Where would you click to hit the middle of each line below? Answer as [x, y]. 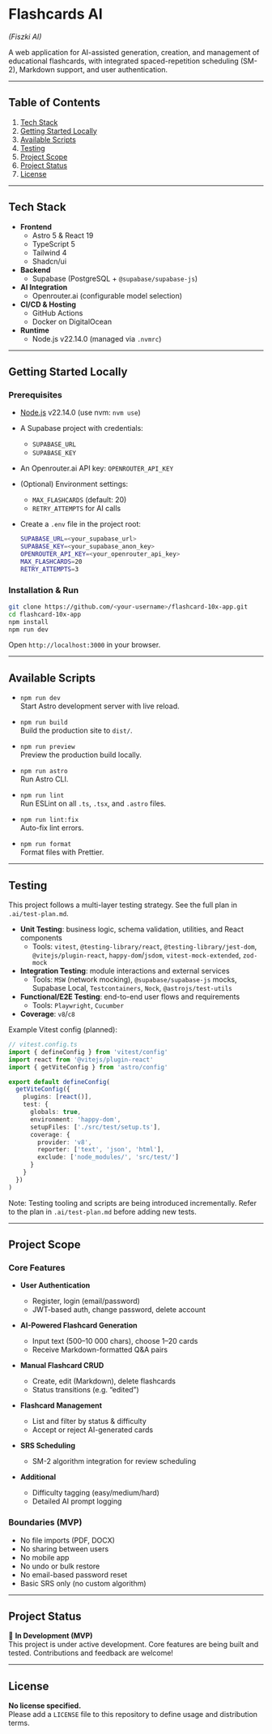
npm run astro [44, 772]
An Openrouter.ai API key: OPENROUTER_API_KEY [97, 468]
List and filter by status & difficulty [89, 1422]
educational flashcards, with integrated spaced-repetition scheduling [123, 61]
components [41, 938]
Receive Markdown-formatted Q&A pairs [100, 1350]
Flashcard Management [61, 1405]
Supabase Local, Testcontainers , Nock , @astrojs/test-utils [132, 988]
